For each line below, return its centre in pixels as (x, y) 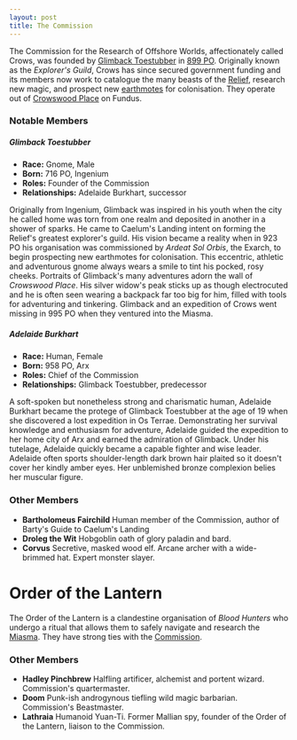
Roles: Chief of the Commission (80, 375)
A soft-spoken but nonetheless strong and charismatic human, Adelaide (141, 402)
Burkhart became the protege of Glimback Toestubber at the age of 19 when (148, 411)
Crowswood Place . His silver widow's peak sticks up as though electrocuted (148, 286)
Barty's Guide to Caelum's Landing (86, 529)
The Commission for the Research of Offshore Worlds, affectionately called (146, 51)
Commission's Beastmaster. (73, 707)
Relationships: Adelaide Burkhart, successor (104, 193)
